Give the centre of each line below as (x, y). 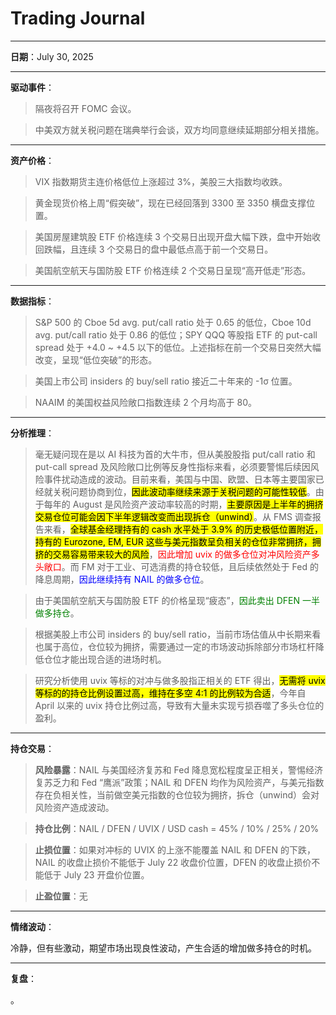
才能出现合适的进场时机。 (114, 659)
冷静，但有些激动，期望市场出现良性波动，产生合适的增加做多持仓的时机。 (163, 948)
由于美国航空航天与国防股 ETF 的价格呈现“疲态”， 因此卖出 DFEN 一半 (177, 600)
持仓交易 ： (32, 748)
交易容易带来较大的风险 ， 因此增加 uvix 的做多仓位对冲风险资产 (182, 554)
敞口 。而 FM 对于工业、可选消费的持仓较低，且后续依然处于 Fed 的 (181, 566)
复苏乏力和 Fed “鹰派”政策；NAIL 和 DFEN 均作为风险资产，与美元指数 (179, 782)
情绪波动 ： (32, 926)
